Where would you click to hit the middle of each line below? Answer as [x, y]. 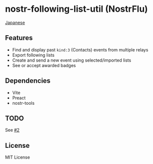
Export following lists [33, 55]
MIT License [18, 157]
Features [19, 38]
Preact [19, 98]
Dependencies [28, 81]
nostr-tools [23, 103]
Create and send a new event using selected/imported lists [72, 60]
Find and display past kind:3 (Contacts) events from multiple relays [80, 49]
